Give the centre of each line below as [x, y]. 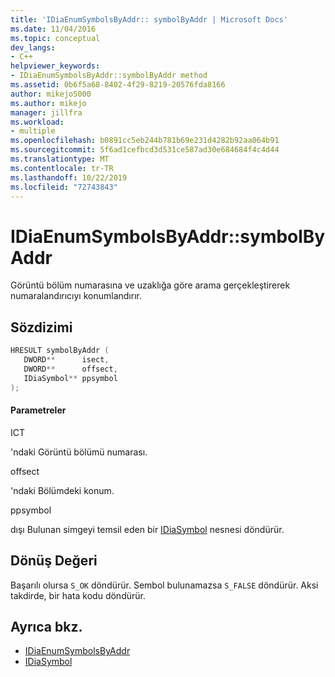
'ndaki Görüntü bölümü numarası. [79, 452]
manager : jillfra [46, 112]
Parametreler [38, 410]
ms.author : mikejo [48, 103]
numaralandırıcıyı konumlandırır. [76, 296]
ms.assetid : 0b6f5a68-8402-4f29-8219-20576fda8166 [118, 85]
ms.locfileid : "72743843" [64, 187]
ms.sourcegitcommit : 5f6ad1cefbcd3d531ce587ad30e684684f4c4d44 [145, 150]
